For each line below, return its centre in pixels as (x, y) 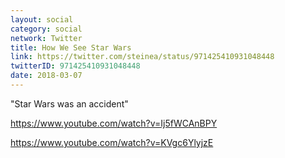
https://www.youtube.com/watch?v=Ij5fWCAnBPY (114, 123)
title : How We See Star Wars (71, 47)
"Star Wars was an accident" (69, 103)
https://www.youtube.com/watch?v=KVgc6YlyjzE (112, 142)
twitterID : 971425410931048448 (75, 66)
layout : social (42, 19)
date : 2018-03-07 (46, 76)
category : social (46, 29)
